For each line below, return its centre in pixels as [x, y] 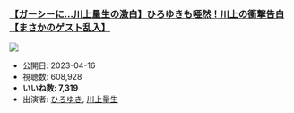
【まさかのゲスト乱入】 [60, 27]
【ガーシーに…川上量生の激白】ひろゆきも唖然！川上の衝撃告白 [147, 13]
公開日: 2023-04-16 [59, 65]
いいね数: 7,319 [50, 88]
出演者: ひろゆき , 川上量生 [70, 100]
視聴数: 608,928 [52, 77]
